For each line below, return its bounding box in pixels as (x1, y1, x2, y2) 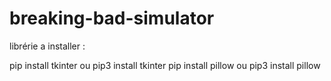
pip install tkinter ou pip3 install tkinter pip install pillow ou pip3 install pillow (9, 59, 321, 71)
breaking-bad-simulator (9, 7, 215, 30)
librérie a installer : (9, 40, 86, 52)
